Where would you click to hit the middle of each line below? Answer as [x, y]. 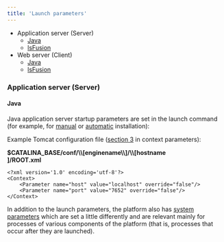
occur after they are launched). [51, 231]
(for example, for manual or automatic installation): [78, 126]
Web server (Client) [45, 55]
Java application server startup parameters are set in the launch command [112, 119]
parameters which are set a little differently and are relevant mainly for [106, 216]
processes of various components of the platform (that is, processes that [110, 223]
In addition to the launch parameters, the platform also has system [100, 209]
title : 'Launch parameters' [47, 13]
